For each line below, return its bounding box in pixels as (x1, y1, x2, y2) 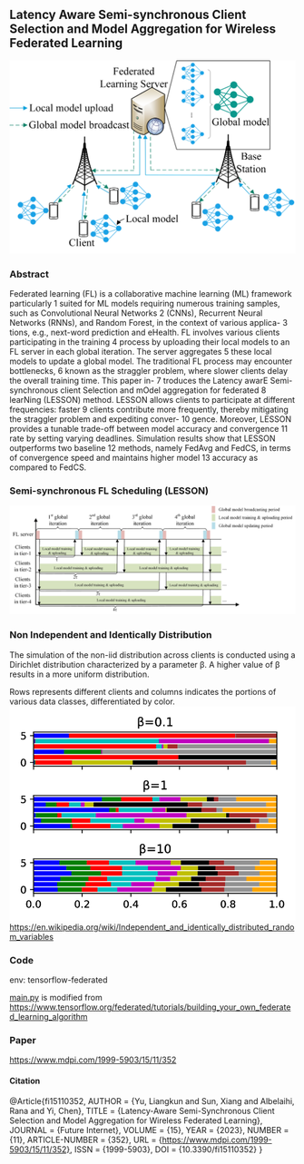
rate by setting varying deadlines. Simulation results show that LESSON (9, 433, 276, 444)
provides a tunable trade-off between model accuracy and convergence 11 (9, 424, 289, 435)
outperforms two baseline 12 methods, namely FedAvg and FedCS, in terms (9, 443, 291, 454)
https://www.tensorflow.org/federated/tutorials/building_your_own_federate (9, 1002, 291, 1012)
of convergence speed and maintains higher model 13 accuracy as (9, 453, 259, 464)
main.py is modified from (9, 993, 103, 1003)
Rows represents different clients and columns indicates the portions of (9, 686, 277, 697)
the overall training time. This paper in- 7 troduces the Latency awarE (9, 376, 269, 386)
